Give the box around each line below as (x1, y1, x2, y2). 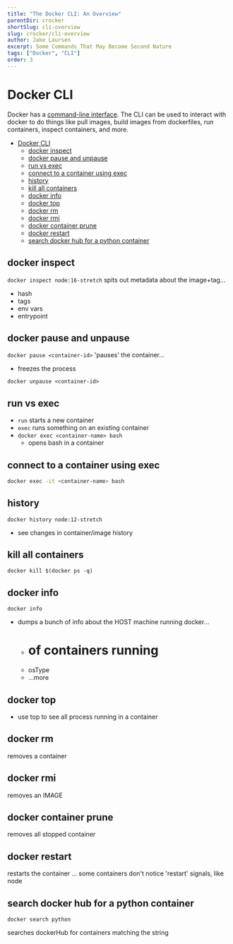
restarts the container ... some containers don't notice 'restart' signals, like (7, 869, 225, 878)
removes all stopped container (7, 830, 96, 839)
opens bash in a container (28, 438, 104, 447)
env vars (17, 304, 44, 313)
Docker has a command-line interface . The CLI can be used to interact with (7, 110, 227, 119)
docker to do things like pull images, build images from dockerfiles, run (7, 117, 214, 126)
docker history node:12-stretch (7, 516, 102, 523)
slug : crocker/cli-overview (7, 30, 90, 37)
